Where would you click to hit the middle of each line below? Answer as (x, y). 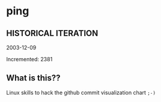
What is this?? (33, 78)
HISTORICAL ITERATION (52, 33)
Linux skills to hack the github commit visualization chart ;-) (81, 92)
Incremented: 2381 (29, 59)
